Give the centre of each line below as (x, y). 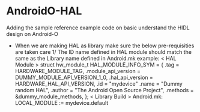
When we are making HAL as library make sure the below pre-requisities (105, 46)
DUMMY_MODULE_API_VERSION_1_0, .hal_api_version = (84, 77)
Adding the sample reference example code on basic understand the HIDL (98, 28)
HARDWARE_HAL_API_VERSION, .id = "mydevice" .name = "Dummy (99, 84)
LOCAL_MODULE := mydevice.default (62, 102)
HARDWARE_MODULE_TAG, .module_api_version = (78, 71)
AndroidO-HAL (44, 11)
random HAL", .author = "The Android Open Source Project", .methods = (104, 90)
